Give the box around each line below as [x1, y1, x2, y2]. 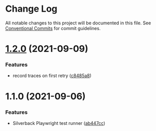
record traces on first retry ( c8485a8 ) [12, 73, 91, 79]
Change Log [5, 3, 57, 15]
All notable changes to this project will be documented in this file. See [5, 20, 151, 26]
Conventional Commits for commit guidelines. [5, 25, 101, 31]
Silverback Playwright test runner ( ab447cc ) [12, 120, 106, 126]
